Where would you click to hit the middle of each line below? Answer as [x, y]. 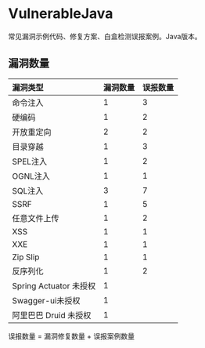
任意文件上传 [36, 218]
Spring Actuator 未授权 [54, 285]
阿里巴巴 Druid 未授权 [52, 315]
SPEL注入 [30, 161]
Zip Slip [26, 257]
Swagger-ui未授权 [46, 300]
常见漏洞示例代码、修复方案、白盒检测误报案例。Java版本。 [105, 36]
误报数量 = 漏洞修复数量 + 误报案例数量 [72, 336]
